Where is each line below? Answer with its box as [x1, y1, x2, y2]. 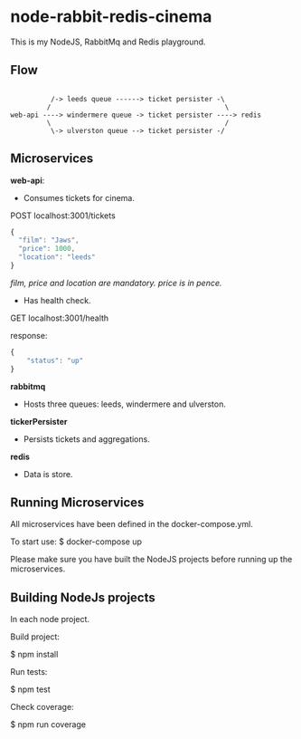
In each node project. [10, 614, 89, 625]
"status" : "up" [26, 356, 84, 365]
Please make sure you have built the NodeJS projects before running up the [10, 554, 293, 565]
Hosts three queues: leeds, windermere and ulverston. [23, 398, 227, 409]
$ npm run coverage [10, 719, 87, 730]
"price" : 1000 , [18, 245, 76, 254]
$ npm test [10, 684, 51, 695]
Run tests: [10, 667, 48, 677]
